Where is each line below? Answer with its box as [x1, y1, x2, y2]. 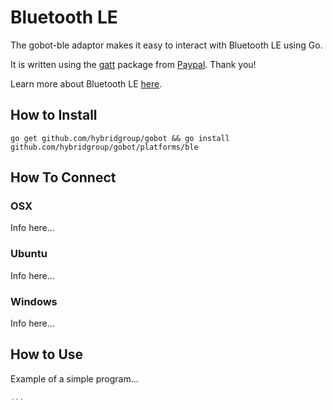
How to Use [10, 346, 84, 363]
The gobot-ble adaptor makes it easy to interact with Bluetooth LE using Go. [10, 39, 323, 51]
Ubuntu [10, 247, 48, 261]
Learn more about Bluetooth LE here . [10, 77, 163, 90]
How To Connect [10, 169, 117, 186]
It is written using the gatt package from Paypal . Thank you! [10, 58, 257, 70]
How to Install [10, 107, 98, 124]
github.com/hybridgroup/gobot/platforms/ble [10, 142, 199, 152]
